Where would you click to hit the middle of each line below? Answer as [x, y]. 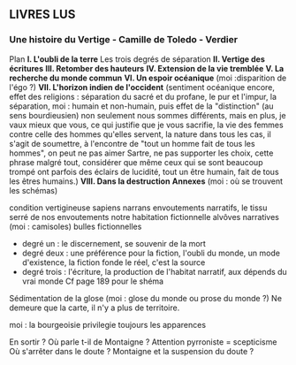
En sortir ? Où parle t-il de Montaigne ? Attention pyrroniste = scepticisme [143, 342]
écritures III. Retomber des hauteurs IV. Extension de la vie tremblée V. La [147, 68]
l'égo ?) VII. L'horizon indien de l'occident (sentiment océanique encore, [142, 87]
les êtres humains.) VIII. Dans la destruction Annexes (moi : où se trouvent [146, 181]
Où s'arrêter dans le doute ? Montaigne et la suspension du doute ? [132, 351]
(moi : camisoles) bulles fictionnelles [76, 226]
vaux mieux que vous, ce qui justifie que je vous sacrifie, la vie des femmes [147, 125]
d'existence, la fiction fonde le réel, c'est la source [114, 262]
